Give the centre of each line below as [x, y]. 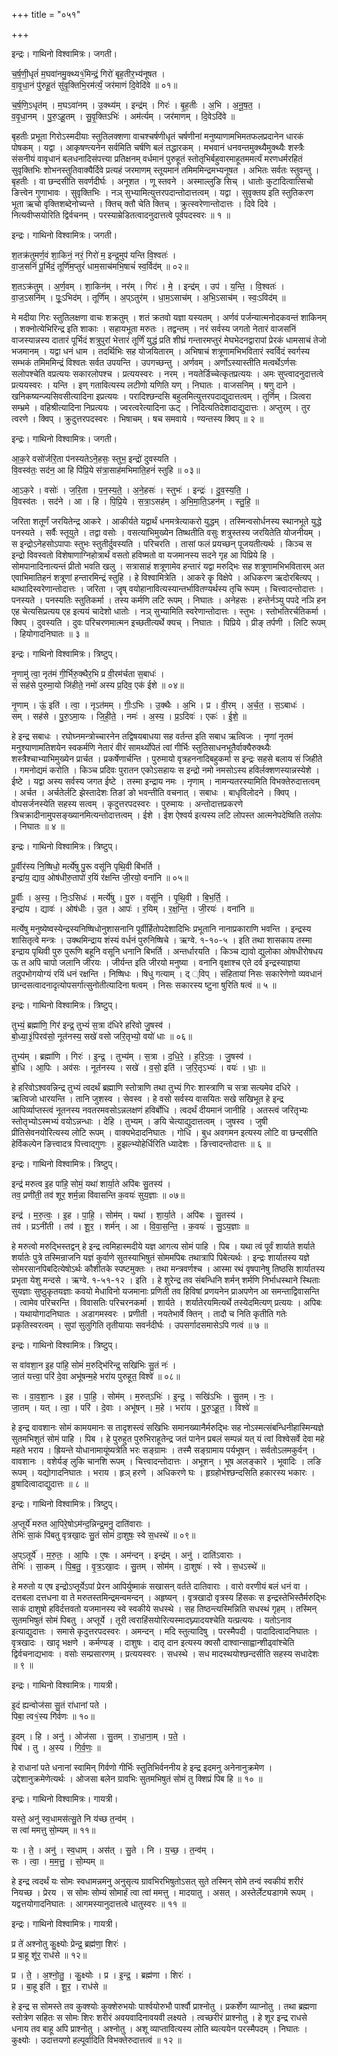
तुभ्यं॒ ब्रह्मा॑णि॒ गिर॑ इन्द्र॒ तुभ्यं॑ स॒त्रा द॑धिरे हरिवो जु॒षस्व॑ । [91, 1025]
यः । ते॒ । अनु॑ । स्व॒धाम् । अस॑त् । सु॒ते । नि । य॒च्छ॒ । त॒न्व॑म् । [113, 1850]
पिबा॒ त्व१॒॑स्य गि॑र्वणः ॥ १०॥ [53, 1716]
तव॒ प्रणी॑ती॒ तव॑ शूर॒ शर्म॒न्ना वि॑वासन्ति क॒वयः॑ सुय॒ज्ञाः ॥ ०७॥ [98, 1195]
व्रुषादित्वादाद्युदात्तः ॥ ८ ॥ [50, 1483]
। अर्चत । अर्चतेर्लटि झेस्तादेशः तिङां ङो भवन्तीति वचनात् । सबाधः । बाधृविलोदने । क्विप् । [154, 792]
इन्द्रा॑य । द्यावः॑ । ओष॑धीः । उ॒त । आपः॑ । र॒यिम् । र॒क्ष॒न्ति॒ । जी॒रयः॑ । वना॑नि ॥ [132, 908]
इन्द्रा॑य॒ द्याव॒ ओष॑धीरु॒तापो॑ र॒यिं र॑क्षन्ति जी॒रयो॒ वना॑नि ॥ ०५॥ [100, 877]
